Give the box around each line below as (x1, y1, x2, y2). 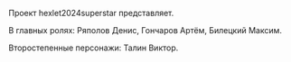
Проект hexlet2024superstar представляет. (8, 8, 174, 18)
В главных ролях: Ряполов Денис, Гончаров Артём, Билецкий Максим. (8, 25, 282, 35)
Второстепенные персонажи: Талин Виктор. (8, 42, 179, 53)
